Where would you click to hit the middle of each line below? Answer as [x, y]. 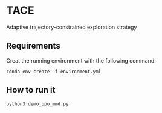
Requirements [33, 46]
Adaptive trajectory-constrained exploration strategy [72, 27]
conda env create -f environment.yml [54, 72]
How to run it [31, 90]
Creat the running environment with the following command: [81, 60]
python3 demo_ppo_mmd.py [37, 104]
